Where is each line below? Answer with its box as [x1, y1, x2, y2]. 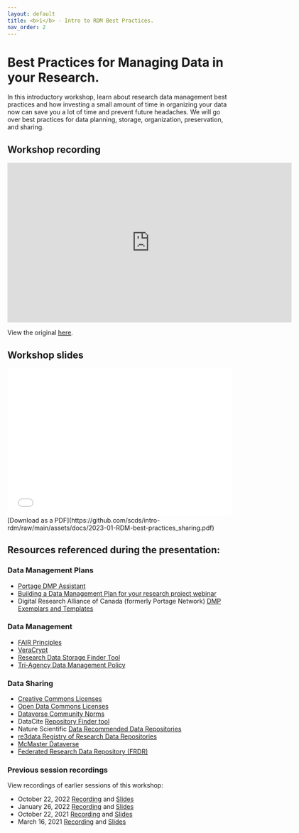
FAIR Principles [17, 638, 62, 646]
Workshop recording [7, 143, 101, 156]
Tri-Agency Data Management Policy [17, 660, 126, 669]
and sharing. [7, 123, 44, 131]
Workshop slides [7, 349, 84, 361]
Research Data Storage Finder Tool [17, 653, 121, 661]
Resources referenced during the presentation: [7, 544, 220, 556]
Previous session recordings [7, 765, 108, 775]
